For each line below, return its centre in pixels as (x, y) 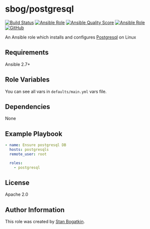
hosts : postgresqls (29, 150)
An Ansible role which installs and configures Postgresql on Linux (71, 37)
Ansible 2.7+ (18, 64)
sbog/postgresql (39, 9)
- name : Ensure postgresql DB (36, 145)
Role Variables (27, 80)
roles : (16, 163)
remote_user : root (28, 154)
